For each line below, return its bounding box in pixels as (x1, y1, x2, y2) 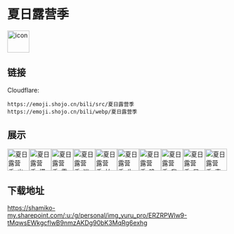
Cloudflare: (7, 86, 40, 94)
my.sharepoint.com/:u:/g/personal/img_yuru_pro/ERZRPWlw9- (7, 212, 188, 220)
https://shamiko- (7, 204, 56, 212)
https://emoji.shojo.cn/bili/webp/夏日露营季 (7, 108, 138, 115)
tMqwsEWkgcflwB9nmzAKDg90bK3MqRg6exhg (7, 219, 148, 227)
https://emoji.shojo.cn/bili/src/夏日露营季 (7, 100, 135, 108)
